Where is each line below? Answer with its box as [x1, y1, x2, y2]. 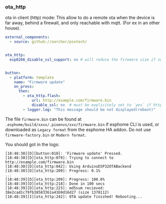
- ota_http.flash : [23, 93, 61, 98]
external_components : [5, 35, 50, 40]
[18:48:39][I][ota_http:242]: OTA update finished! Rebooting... [5, 194, 142, 199]
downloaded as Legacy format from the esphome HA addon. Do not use [5, 126, 151, 132]
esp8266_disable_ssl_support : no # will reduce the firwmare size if [9, 57, 156, 62]
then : [18, 89, 30, 94]
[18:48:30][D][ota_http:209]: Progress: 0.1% [5, 168, 100, 173]
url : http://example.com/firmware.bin [31, 98, 112, 103]
